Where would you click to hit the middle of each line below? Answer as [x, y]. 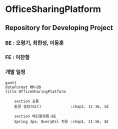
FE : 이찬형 [17, 57]
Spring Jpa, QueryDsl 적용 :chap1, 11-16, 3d [61, 121]
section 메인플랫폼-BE [35, 116]
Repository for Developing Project [59, 28]
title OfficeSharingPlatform [35, 91]
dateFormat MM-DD [23, 87]
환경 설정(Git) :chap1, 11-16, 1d [61, 106]
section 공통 [26, 101]
